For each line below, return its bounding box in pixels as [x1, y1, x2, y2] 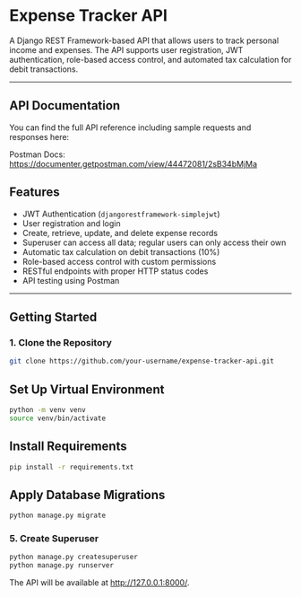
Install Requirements [9, 439, 127, 454]
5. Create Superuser [9, 531, 99, 544]
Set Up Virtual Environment [9, 382, 165, 397]
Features [9, 185, 60, 200]
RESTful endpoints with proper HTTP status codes [21, 266, 209, 277]
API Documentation [9, 98, 121, 113]
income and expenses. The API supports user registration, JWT [9, 44, 244, 55]
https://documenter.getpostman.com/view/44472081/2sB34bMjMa [9, 158, 258, 169]
